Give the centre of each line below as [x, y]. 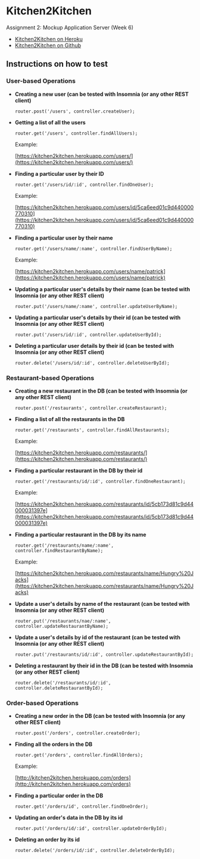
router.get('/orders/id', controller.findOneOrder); [82, 807]
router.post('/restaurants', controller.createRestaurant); [91, 408]
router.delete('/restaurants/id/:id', [63, 683]
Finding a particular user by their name [64, 238]
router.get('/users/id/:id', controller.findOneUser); [84, 185]
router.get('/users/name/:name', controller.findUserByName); [93, 248]
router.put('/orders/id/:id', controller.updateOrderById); [91, 829]
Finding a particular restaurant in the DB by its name [81, 534]
